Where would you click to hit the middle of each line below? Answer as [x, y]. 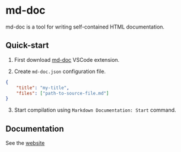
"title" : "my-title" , [43, 88]
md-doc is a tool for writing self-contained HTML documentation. [85, 27]
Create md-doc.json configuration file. [60, 71]
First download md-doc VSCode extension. [67, 59]
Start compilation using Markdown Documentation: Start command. [95, 110]
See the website [25, 143]
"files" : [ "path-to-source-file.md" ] [63, 93]
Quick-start [27, 45]
